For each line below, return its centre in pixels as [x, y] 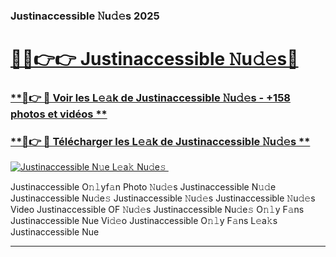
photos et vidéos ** [59, 114]
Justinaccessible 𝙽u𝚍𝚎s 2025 [85, 16]
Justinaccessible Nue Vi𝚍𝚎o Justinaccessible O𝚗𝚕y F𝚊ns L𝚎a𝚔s [144, 221]
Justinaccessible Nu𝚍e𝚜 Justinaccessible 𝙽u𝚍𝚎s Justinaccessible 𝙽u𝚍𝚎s [163, 198]
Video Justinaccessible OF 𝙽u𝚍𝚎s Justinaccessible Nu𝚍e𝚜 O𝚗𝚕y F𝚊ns [157, 210]
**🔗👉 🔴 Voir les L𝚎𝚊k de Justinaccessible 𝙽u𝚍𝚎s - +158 [150, 98]
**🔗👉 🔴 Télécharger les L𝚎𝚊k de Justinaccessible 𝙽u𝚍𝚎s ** [160, 141]
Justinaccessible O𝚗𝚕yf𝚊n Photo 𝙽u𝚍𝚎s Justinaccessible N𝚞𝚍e [143, 187]
